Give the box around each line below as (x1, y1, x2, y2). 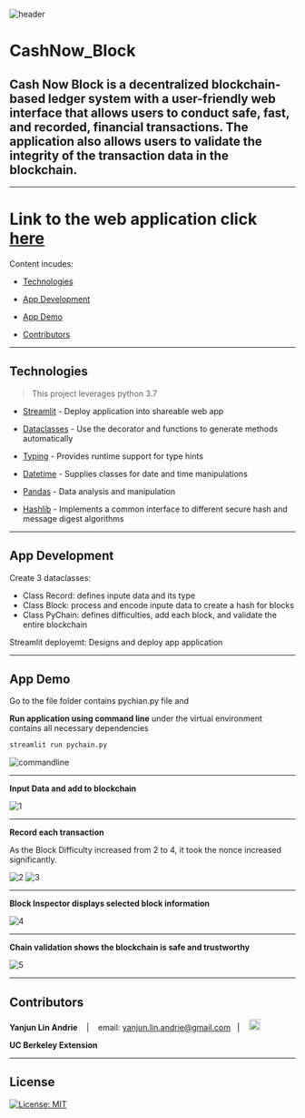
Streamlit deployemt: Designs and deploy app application (9, 636, 223, 647)
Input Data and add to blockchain (9, 783, 137, 794)
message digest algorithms (22, 513, 124, 523)
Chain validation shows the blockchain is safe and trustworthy (9, 942, 251, 953)
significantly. (9, 854, 57, 865)
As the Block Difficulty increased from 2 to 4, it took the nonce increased (9, 845, 282, 856)
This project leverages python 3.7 (31, 388, 158, 399)
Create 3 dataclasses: (9, 572, 92, 583)
